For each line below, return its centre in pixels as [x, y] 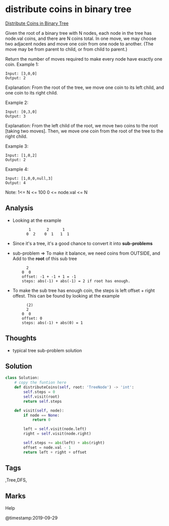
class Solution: [22, 378]
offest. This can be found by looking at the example [66, 296]
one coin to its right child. [32, 92]
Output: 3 [16, 116]
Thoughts [21, 338]
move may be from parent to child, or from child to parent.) [66, 49]
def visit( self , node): [39, 410]
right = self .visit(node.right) [58, 434]
